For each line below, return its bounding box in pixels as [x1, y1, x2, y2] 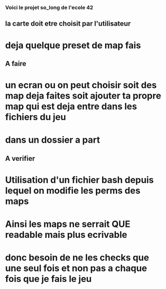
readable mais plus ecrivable [5, 229, 127, 240]
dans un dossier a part [5, 134, 100, 146]
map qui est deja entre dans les [5, 101, 137, 112]
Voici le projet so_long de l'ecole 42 [5, 4, 93, 11]
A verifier [5, 154, 35, 163]
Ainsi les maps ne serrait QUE [5, 218, 130, 230]
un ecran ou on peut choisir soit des [5, 80, 157, 91]
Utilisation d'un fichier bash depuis [5, 174, 154, 185]
